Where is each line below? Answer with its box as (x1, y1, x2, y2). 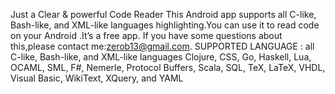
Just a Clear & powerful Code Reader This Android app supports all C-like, (10, 9, 317, 20)
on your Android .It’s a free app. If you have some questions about (10, 30, 283, 41)
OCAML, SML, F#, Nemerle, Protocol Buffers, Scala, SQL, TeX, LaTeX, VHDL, (10, 62, 326, 73)
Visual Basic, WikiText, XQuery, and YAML (10, 72, 184, 84)
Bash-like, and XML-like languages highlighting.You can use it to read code (10, 19, 320, 31)
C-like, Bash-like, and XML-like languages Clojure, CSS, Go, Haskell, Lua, (10, 51, 312, 63)
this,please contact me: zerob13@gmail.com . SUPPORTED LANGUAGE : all (10, 40, 315, 52)
